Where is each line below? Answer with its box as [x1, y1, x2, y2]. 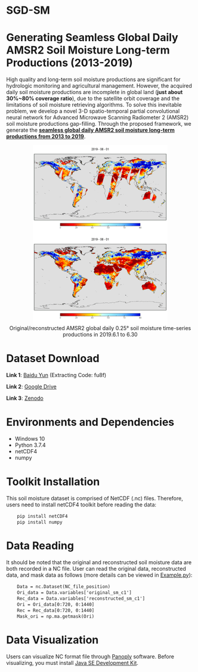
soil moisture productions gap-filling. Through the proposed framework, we [6, 120, 192, 127]
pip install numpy [17, 519, 63, 525]
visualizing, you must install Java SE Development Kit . [6, 659, 139, 666]
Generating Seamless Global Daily [6, 31, 179, 45]
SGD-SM [6, 4, 51, 17]
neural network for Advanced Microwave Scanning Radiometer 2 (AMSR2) [6, 114, 189, 121]
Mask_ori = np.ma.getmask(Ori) [17, 613, 95, 620]
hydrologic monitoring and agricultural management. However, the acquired [6, 82, 193, 89]
